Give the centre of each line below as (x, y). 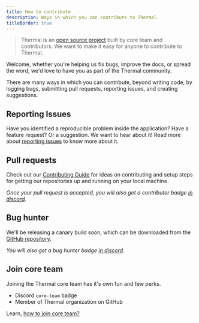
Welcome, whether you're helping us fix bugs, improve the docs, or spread (98, 64)
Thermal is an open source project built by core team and (92, 40)
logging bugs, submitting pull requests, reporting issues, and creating (92, 89)
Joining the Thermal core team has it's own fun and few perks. (84, 283)
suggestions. (22, 95)
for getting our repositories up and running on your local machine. (88, 181)
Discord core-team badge (46, 295)
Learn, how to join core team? (43, 313)
